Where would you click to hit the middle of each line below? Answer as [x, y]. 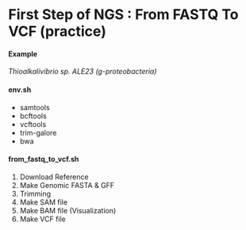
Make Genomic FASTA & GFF [67, 185]
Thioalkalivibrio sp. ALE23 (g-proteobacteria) [83, 71]
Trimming [35, 194]
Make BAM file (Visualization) [68, 210]
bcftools [33, 116]
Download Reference [54, 177]
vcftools [33, 124]
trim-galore [38, 132]
